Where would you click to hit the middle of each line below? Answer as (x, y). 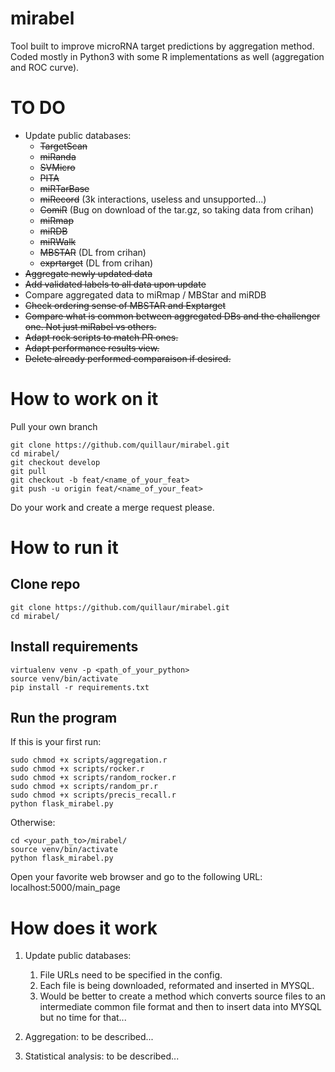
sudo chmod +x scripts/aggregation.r (89, 760)
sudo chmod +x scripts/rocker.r (77, 769)
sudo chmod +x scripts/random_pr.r (84, 787)
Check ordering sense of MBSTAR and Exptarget (125, 305)
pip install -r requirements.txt (80, 687)
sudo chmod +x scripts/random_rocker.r (93, 778)
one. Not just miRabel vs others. (90, 326)
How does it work (84, 928)
